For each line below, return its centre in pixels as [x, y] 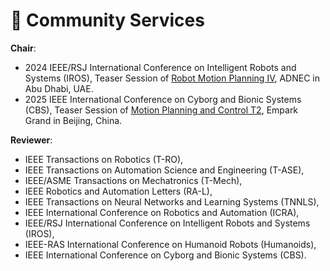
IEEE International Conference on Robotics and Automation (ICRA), [162, 212]
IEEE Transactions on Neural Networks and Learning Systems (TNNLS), [172, 201]
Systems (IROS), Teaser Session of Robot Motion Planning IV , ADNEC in [172, 78]
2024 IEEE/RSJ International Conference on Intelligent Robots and [160, 67]
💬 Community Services [107, 20]
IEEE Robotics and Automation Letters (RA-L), [118, 191]
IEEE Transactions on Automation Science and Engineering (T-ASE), [164, 170]
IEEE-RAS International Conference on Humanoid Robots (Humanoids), [170, 244]
